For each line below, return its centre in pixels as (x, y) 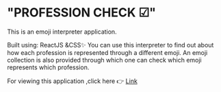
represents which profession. (48, 67)
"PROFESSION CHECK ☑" (81, 13)
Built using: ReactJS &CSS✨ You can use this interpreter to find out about (110, 45)
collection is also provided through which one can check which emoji (104, 60)
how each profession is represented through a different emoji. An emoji (107, 52)
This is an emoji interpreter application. (62, 32)
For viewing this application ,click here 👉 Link (73, 81)
